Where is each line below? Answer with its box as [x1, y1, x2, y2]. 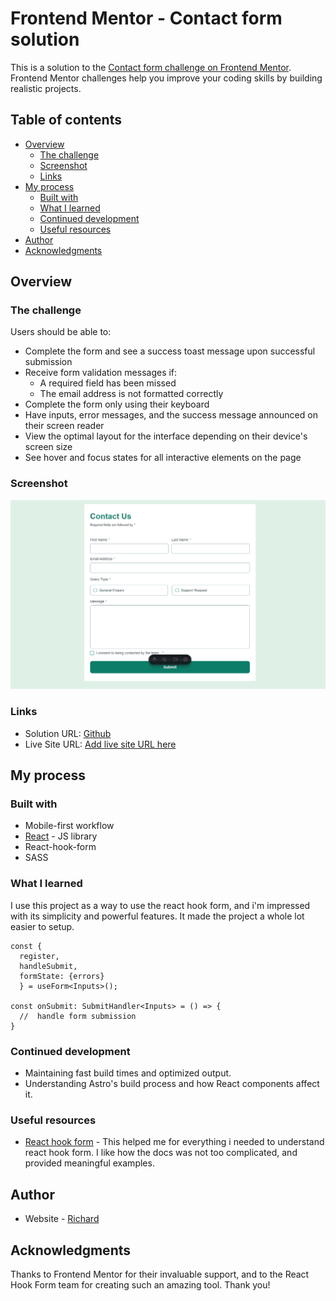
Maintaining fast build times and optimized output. [24, 1067, 232, 1079]
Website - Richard [24, 1213, 100, 1225]
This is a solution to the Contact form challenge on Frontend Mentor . [10, 61, 292, 73]
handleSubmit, [19, 961, 78, 971]
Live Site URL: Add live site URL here [24, 738, 177, 750]
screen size [24, 441, 73, 453]
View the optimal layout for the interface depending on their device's [24, 430, 308, 442]
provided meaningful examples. [24, 1157, 155, 1169]
